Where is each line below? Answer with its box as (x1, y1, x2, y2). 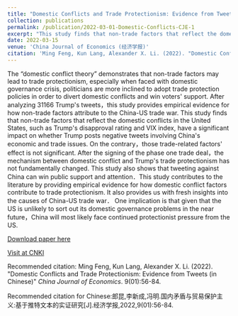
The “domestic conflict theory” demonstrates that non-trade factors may (7, 69, 220, 78)
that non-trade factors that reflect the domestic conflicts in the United (7, 116, 211, 124)
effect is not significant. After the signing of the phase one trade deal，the (7, 148, 225, 157)
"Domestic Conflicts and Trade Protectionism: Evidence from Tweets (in (7, 269, 217, 278)
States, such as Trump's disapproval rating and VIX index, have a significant (7, 124, 229, 132)
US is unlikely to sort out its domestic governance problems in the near (7, 204, 215, 213)
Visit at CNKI (7, 248, 45, 256)
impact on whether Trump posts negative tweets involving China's (7, 131, 200, 139)
